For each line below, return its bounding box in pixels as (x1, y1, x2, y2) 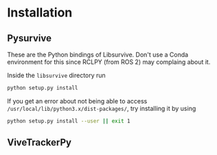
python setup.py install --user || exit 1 (7, 117, 130, 125)
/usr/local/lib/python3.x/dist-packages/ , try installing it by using (7, 104, 196, 112)
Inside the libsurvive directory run (7, 71, 106, 79)
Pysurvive (7, 32, 52, 44)
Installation (7, 5, 73, 21)
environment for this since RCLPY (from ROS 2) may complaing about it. (7, 58, 211, 66)
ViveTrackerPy (7, 136, 72, 149)
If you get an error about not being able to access (7, 96, 148, 105)
